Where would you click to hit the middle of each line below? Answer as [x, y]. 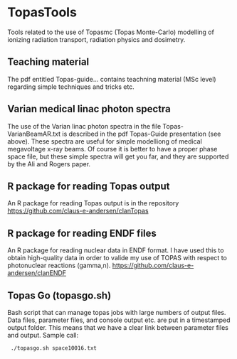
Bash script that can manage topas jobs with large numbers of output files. [117, 312]
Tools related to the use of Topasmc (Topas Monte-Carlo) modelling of [111, 32]
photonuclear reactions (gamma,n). [59, 266]
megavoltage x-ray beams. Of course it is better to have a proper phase [112, 149]
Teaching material [48, 62]
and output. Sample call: [43, 335]
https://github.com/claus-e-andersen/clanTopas [78, 211]
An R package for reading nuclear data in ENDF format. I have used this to [116, 250]
